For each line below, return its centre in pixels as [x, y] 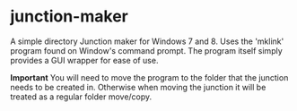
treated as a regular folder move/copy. [81, 97]
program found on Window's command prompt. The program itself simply [147, 50]
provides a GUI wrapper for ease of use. [84, 60]
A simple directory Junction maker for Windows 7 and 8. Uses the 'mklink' [147, 41]
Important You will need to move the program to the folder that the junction [149, 77]
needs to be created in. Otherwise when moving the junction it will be [138, 87]
